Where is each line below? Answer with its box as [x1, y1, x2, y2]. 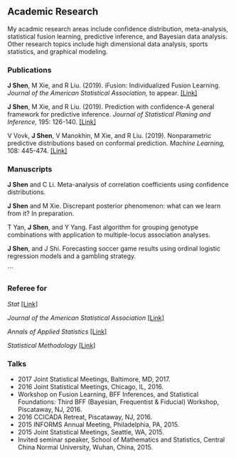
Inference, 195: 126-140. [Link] [7, 117, 97, 127]
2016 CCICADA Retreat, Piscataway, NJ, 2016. [17, 412, 153, 421]
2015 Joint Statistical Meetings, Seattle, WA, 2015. [17, 428, 165, 436]
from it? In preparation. [7, 209, 75, 218]
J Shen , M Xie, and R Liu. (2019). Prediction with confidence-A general [7, 102, 215, 111]
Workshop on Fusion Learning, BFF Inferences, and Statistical [17, 390, 199, 398]
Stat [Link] [7, 299, 38, 308]
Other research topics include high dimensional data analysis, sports [7, 39, 208, 48]
